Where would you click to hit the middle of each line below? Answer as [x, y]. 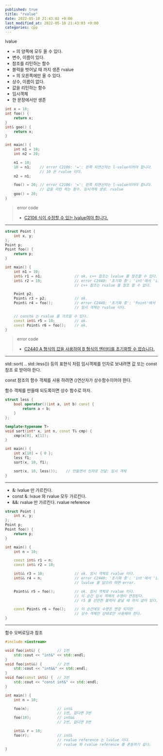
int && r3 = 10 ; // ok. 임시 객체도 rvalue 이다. [74, 574]
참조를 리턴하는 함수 [31, 64]
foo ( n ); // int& [43, 708]
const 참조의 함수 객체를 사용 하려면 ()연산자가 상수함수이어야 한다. [68, 380]
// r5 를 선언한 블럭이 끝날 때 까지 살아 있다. [116, 600]
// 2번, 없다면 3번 [74, 722]
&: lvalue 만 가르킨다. [32, 490]
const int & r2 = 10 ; [34, 565]
